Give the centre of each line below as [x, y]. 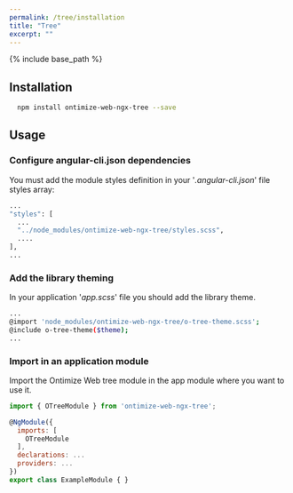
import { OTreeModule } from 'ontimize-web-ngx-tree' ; [113, 406]
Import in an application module [79, 361]
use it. [20, 390]
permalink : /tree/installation [67, 17]
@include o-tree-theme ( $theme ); [69, 330]
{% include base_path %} [56, 60]
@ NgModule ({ [31, 422]
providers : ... [45, 464]
